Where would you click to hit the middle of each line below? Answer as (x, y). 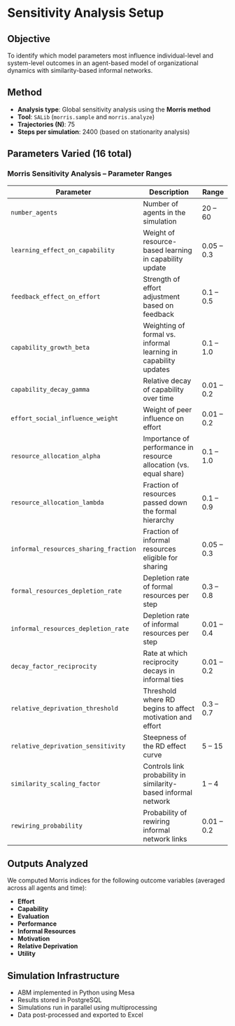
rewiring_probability (47, 826)
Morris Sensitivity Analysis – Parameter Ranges (90, 174)
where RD (159, 699)
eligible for (161, 557)
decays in (159, 671)
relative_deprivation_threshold (65, 708)
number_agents (34, 212)
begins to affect (169, 708)
